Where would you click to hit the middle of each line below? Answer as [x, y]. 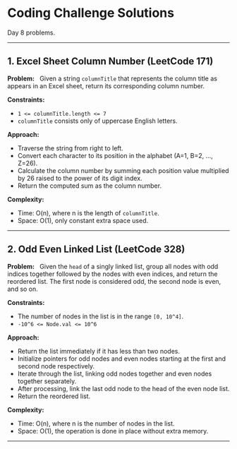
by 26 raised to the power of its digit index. [80, 178]
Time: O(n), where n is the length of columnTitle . [89, 212]
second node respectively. [56, 366]
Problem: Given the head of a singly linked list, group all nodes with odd [113, 266]
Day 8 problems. [31, 32]
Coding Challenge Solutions [91, 13]
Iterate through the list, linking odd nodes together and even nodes [115, 373]
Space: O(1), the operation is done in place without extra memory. [113, 431]
